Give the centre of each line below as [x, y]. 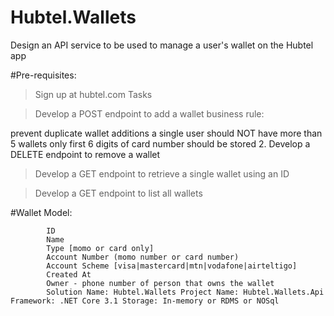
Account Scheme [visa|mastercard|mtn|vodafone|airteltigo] [172, 266]
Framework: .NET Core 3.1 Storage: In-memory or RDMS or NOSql [145, 301]
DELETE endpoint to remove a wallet [85, 154]
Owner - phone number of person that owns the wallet [160, 283]
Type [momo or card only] [100, 248]
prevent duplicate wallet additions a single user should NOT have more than [166, 133]
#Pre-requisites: [43, 75]
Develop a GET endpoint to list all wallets [118, 193]
